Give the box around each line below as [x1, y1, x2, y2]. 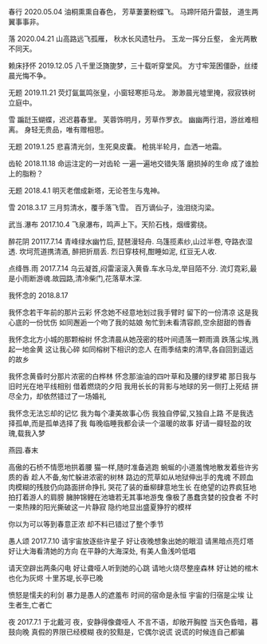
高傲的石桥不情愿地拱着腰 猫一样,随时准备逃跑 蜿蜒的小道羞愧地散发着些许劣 [8, 463, 259, 471]
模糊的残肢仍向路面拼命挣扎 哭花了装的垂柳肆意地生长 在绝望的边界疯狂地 [14, 483, 257, 491]
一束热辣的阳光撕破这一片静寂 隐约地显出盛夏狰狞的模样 [8, 503, 192, 511]
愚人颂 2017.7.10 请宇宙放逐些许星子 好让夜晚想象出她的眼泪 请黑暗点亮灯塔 [8, 536, 254, 546]
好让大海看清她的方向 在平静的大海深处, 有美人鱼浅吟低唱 [8, 547, 196, 555]
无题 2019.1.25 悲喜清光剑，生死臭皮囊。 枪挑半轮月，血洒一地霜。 [8, 142, 226, 151]
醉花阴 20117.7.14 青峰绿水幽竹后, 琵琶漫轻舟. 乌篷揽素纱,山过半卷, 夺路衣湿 [8, 237, 253, 246]
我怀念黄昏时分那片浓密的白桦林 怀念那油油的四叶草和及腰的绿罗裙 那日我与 [8, 372, 257, 381]
